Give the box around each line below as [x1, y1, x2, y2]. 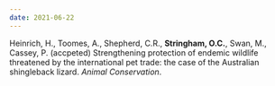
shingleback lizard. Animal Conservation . [9, 66, 162, 77]
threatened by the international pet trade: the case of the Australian [9, 56, 260, 67]
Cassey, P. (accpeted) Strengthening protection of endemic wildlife [9, 47, 259, 58]
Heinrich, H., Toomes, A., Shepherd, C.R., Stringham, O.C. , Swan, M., [9, 38, 268, 48]
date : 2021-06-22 [9, 13, 75, 22]
